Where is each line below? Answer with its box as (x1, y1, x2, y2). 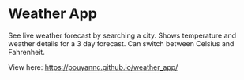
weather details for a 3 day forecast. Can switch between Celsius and (8, 38, 235, 48)
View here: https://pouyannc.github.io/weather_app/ (8, 62, 178, 71)
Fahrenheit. (8, 47, 45, 56)
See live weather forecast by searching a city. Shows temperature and (8, 31, 237, 40)
